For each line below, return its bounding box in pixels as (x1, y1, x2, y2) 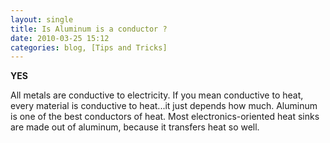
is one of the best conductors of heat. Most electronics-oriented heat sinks (10, 111, 320, 123)
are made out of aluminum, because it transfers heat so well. (10, 121, 260, 133)
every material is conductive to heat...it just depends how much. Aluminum (10, 100, 318, 112)
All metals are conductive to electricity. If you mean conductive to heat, (10, 89, 304, 101)
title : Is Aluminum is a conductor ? (10, 24, 168, 34)
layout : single (10, 14, 74, 25)
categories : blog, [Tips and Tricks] (10, 42, 168, 53)
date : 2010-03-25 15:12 (10, 33, 110, 43)
